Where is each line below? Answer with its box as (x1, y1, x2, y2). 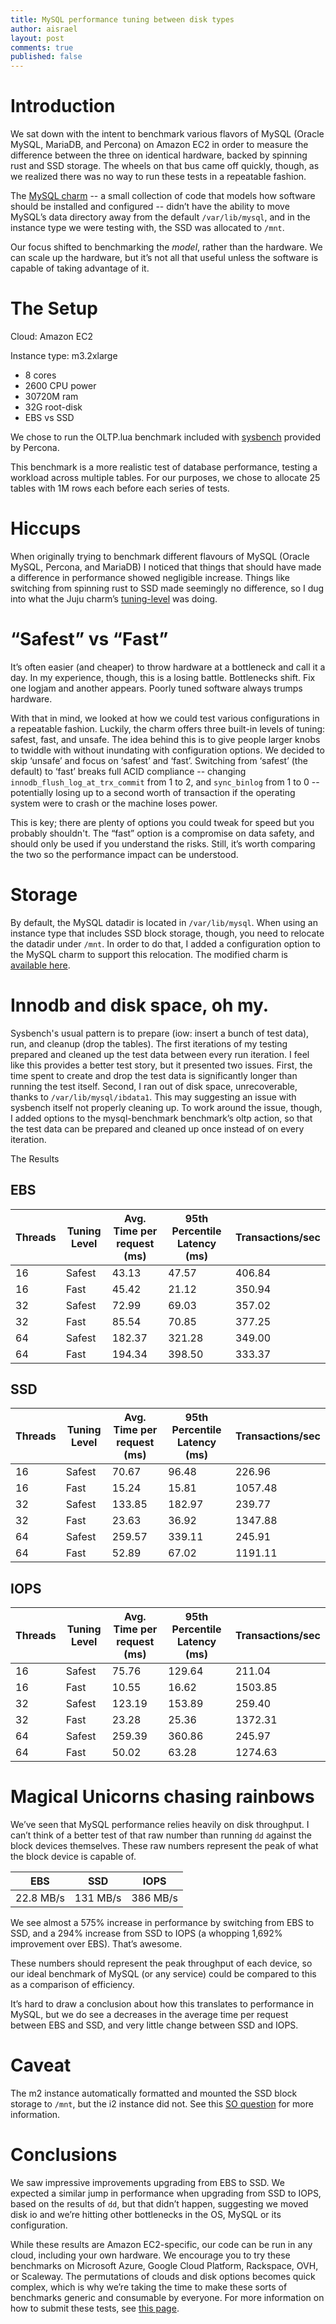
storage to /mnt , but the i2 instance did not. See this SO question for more (10, 2098, 314, 2110)
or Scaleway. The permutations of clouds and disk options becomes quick (10, 2271, 316, 2282)
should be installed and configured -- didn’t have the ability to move (10, 201, 290, 213)
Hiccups (10, 517, 82, 540)
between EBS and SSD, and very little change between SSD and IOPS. (10, 2019, 299, 2031)
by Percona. (10, 442, 60, 453)
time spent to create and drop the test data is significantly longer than (10, 1069, 298, 1081)
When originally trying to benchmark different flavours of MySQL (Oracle (10, 550, 310, 562)
